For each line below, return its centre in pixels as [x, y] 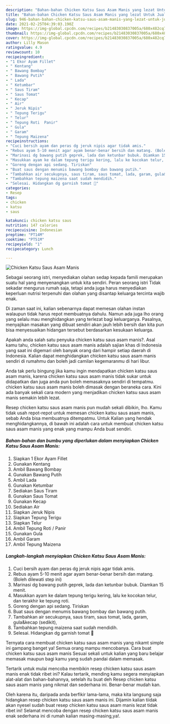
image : [13, 29]
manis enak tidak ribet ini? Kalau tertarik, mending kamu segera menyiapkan [85, 674]
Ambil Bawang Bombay [37, 469]
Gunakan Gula [28, 534]
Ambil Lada [25, 480]
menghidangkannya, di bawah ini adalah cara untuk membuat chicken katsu [84, 424]
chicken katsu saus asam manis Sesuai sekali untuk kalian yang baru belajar [85, 653]
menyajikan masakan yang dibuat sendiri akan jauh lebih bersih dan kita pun [85, 325]
